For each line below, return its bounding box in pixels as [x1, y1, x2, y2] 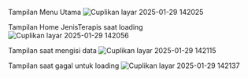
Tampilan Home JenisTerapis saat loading [8, 23, 143, 31]
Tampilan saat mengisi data [8, 46, 97, 55]
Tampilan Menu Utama [8, 8, 81, 16]
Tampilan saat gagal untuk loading [8, 61, 120, 70]
